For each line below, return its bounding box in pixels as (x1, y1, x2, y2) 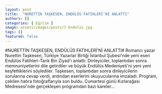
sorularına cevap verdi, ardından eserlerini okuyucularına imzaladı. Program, (5, 73, 158, 79)
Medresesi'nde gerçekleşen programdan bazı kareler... (5, 83, 115, 89)
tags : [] (5, 30, 23, 34)
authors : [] (5, 16, 29, 21)
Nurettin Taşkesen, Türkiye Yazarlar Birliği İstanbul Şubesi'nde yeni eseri (5, 52, 150, 58)
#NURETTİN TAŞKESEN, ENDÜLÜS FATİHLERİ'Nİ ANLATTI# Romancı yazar (5, 47, 156, 53)
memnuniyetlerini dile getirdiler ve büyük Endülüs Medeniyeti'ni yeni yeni (5, 63, 151, 68)
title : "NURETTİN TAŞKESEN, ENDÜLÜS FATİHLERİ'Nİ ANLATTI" (5, 12, 130, 16)
